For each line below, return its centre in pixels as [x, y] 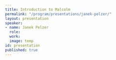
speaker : [14, 23]
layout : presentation [27, 18]
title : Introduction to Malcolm [38, 9]
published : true [21, 50]
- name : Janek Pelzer [27, 28]
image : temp [22, 41]
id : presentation [23, 45]
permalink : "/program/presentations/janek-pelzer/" [58, 14]
